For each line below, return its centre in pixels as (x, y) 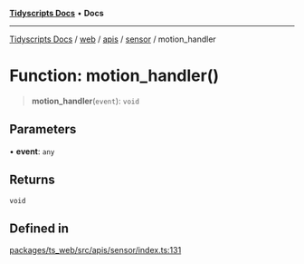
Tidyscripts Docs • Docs (57, 13)
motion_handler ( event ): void (85, 101)
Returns (33, 180)
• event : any (32, 151)
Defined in (39, 228)
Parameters (43, 129)
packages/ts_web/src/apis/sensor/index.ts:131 (95, 250)
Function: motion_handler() (114, 76)
